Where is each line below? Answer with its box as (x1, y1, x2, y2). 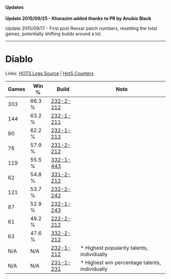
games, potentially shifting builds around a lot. (5, 31, 102, 37)
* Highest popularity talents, (80, 244, 149, 251)
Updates (5, 4, 24, 10)
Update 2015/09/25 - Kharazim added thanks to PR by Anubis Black (5, 15, 152, 21)
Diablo (5, 54, 33, 65)
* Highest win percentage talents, (80, 259, 161, 266)
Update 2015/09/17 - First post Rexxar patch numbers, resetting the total (5, 26, 157, 32)
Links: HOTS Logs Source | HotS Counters (5, 71, 94, 77)
